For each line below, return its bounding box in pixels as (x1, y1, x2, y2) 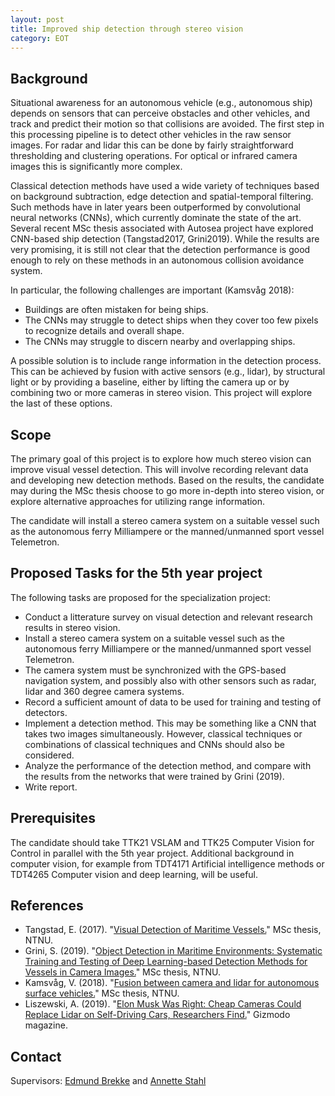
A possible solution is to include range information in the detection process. (10, 355, 322, 367)
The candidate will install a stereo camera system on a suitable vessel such (10, 515, 320, 526)
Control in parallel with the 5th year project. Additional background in (10, 847, 295, 859)
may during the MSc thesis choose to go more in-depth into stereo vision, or (10, 485, 325, 496)
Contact (10, 1048, 62, 1065)
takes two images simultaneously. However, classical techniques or (24, 727, 303, 740)
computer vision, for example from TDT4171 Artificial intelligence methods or (10, 857, 325, 870)
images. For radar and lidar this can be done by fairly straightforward (10, 139, 294, 151)
